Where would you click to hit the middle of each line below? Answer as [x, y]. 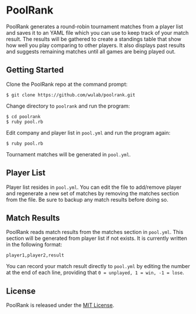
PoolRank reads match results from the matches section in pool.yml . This [95, 232]
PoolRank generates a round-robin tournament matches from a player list [95, 26]
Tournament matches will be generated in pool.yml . [69, 154]
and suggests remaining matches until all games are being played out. [91, 51]
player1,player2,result [35, 255]
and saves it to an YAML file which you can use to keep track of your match [97, 32]
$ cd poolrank [24, 116]
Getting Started [35, 70]
